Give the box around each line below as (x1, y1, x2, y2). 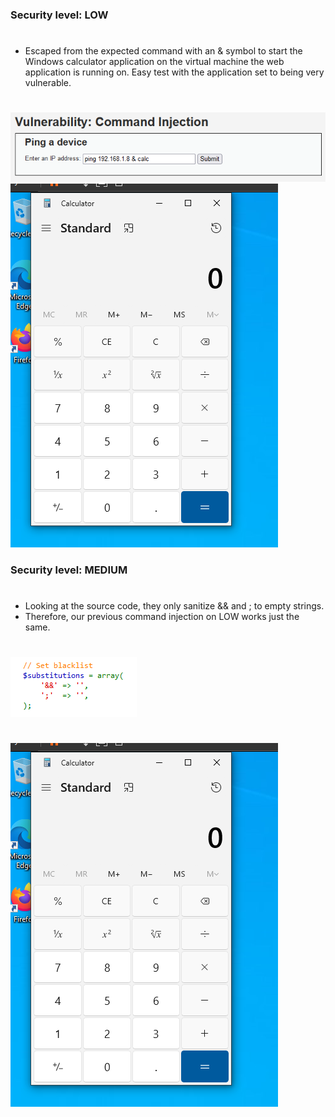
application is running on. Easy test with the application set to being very (24, 66, 325, 78)
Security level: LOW (10, 8, 109, 22)
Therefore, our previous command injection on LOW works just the (24, 610, 300, 622)
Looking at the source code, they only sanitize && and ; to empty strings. (24, 599, 325, 612)
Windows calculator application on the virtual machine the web (24, 56, 285, 68)
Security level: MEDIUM (10, 563, 128, 577)
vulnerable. (24, 77, 72, 89)
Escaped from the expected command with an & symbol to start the (24, 45, 303, 57)
